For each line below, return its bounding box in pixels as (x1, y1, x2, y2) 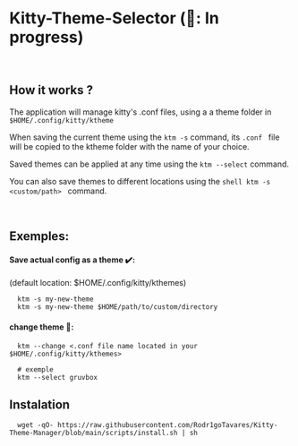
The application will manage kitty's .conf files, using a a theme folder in (9, 107, 272, 117)
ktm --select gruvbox (17, 373, 98, 382)
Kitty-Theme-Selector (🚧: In (9, 8, 219, 29)
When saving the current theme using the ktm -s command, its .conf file (9, 132, 280, 142)
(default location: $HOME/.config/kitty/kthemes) (9, 278, 187, 288)
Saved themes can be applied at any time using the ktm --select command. (9, 159, 289, 169)
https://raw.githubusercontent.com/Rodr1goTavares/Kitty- (56, 421, 278, 430)
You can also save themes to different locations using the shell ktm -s (9, 176, 271, 186)
